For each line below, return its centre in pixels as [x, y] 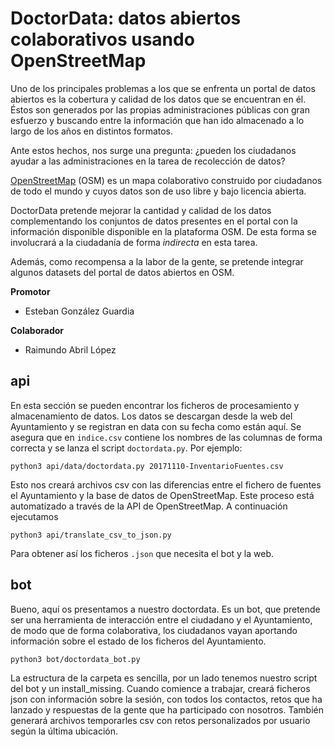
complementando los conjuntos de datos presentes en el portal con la [154, 221]
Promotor [30, 291]
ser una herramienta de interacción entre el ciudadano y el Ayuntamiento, [161, 619]
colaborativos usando [102, 39]
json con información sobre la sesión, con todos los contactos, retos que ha [166, 699]
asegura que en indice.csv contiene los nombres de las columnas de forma [166, 437]
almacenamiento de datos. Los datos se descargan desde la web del [151, 416]
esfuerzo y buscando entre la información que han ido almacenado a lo [157, 120]
